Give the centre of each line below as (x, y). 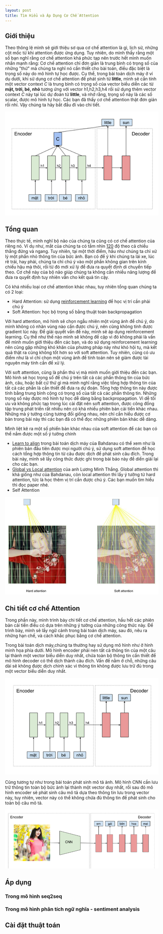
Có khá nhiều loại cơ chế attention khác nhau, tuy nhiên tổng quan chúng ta (81, 287)
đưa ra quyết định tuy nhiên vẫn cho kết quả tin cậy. (57, 277)
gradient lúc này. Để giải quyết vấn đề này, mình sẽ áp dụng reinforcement (80, 332)
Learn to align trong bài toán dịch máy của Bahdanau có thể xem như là (84, 443)
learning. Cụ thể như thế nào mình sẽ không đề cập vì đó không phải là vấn (80, 337)
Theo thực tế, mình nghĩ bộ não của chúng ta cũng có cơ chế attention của (80, 241)
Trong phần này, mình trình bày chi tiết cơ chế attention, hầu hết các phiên (80, 620)
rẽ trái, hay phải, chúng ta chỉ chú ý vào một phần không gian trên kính (76, 262)
